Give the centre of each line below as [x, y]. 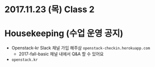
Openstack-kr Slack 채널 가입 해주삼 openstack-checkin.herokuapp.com [81, 48]
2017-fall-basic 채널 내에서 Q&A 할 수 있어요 [61, 54]
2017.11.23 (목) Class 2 [49, 9]
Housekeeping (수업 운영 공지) [64, 33]
